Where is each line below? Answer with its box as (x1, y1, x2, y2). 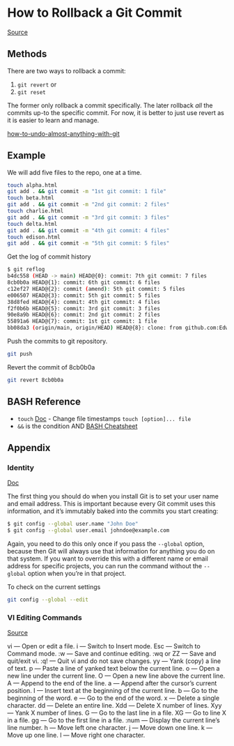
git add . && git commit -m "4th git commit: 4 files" (7, 227, 170, 234)
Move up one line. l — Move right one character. (7, 731, 146, 740)
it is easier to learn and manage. (7, 116, 100, 124)
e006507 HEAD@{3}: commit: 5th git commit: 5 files (7, 291, 160, 299)
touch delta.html (7, 220, 58, 227)
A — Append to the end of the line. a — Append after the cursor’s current (7, 679, 217, 687)
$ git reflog (7, 266, 45, 273)
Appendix (7, 442, 51, 454)
